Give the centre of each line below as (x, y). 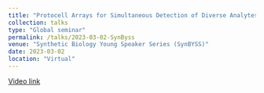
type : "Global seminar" (47, 30)
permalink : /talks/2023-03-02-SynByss (71, 37)
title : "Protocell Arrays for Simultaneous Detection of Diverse (117, 15)
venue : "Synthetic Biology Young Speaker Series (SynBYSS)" (109, 45)
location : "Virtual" (42, 59)
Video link (24, 81)
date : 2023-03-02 (37, 52)
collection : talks (38, 23)
